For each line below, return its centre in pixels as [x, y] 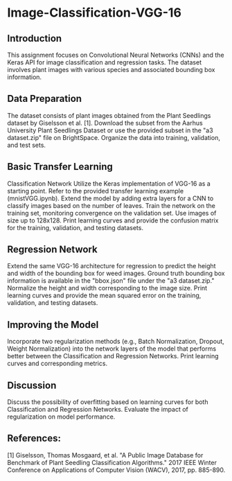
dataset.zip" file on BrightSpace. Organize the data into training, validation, [114, 137]
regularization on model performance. [61, 417]
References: [34, 438]
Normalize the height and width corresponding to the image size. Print [107, 288]
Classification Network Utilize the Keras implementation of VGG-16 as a [109, 183]
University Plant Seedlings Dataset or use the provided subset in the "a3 [110, 130]
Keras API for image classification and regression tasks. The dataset [105, 62]
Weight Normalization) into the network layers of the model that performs [112, 349]
